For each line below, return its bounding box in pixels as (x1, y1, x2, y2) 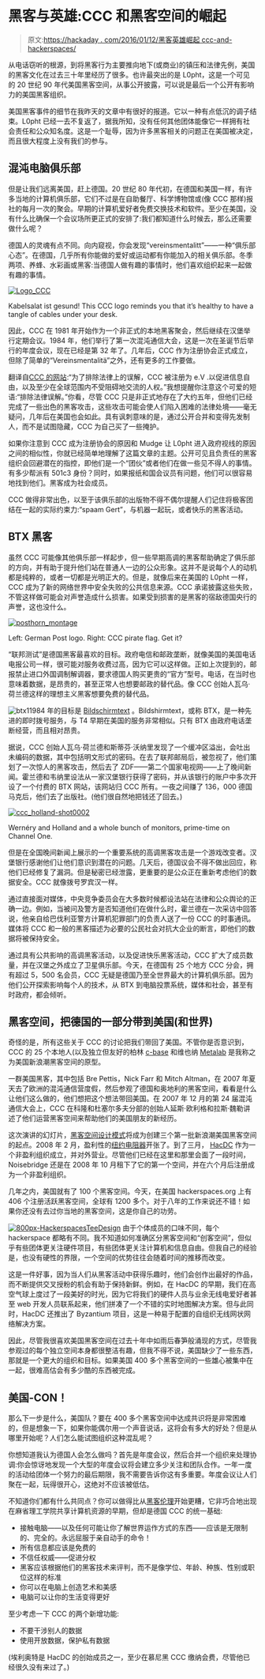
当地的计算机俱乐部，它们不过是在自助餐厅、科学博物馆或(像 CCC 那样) (14, 194, 247, 203)
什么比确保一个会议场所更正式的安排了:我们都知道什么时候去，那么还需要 (14, 213, 252, 223)
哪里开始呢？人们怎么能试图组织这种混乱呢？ (8, 1433, 154, 1443)
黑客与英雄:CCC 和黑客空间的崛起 (8, 7, 227, 25)
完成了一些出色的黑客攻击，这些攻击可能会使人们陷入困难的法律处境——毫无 (8, 402, 257, 411)
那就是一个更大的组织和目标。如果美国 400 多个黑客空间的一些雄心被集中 (8, 1356, 247, 1365)
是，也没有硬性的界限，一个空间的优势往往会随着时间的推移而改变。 (8, 1253, 230, 1262)
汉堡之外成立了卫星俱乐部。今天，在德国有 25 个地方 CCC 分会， (35, 960, 247, 969)
